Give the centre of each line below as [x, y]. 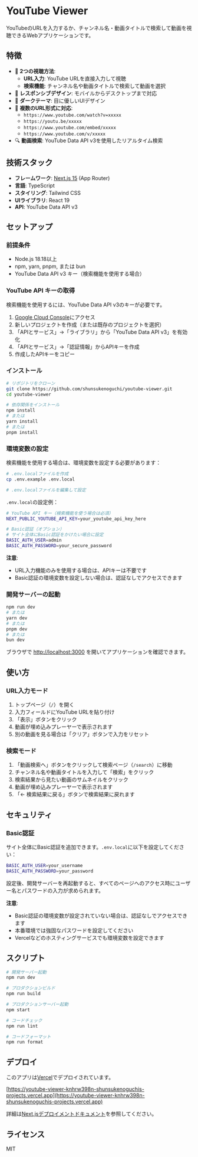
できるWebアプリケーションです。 [52, 35]
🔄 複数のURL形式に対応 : [44, 108]
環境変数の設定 [27, 449]
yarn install [22, 421]
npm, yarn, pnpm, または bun [50, 266]
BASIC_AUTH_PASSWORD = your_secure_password [59, 546]
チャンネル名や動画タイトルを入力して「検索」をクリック [84, 772]
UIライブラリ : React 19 [42, 200]
